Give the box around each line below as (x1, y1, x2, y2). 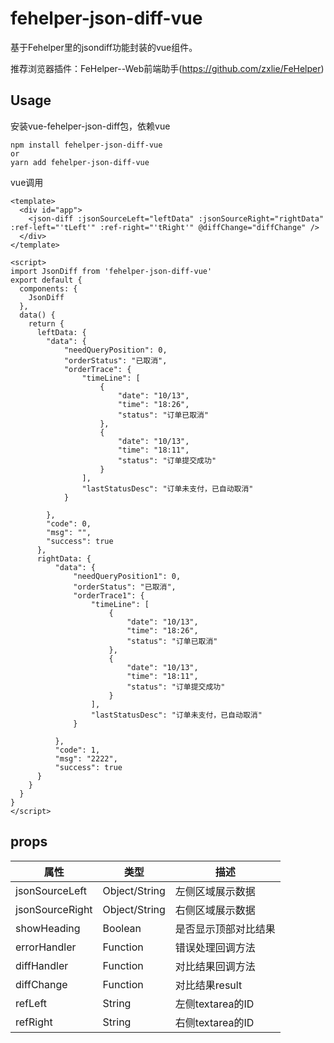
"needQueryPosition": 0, (63, 345, 168, 355)
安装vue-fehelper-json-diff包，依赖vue (10, 120, 171, 132)
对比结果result (174, 978, 243, 992)
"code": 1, (54, 745, 101, 755)
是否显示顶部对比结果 (174, 922, 276, 936)
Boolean (102, 921, 142, 935)
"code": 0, (46, 518, 92, 529)
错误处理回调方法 (174, 940, 256, 954)
